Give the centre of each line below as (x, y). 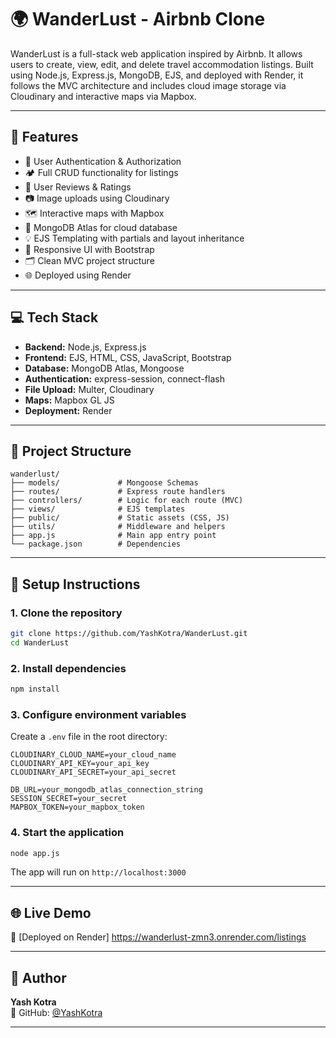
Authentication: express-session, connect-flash (124, 378)
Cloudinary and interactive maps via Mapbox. (103, 96)
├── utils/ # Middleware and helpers (118, 527)
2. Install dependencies (68, 668)
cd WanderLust (40, 642)
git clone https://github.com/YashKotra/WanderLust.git (129, 634)
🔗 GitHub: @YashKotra (56, 1013)
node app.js (35, 853)
